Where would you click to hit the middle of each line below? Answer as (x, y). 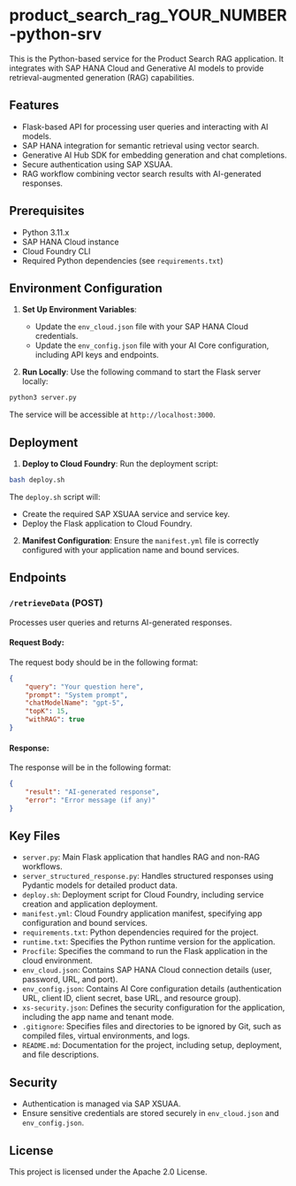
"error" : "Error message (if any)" (91, 800)
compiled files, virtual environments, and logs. (106, 1036)
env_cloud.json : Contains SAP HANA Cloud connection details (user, (147, 970)
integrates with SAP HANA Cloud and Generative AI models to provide (137, 68)
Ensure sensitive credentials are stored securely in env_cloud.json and (151, 1113)
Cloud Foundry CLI (56, 251)
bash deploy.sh (37, 480)
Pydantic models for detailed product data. (100, 885)
